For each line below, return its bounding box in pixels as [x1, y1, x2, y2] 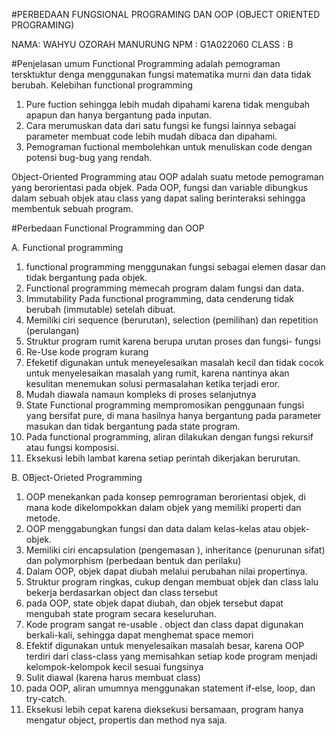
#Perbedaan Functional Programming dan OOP [11, 222, 205, 234]
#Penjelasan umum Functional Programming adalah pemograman [11, 58, 281, 69]
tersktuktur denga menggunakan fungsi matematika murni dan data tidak [11, 69, 312, 80]
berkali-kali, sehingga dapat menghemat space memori [25, 629, 254, 641]
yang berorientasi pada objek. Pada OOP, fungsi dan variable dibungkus [11, 182, 309, 193]
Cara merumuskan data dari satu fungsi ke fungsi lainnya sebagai [25, 120, 296, 131]
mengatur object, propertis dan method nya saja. [25, 714, 228, 726]
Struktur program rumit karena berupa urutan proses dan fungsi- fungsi [25, 335, 321, 347]
